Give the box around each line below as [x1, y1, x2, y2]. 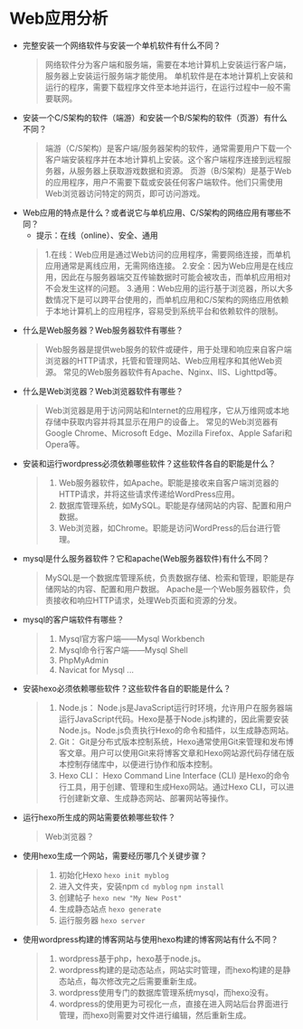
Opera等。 [44, 439, 85, 449]
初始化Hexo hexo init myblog [58, 869, 169, 880]
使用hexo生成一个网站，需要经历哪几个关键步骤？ [22, 850, 208, 861]
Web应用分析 [9, 8, 109, 29]
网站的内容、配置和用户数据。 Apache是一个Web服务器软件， [52, 583, 284, 594]
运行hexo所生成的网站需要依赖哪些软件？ [22, 811, 176, 823]
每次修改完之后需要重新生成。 [90, 976, 202, 987]
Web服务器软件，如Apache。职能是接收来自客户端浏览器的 [58, 477, 279, 488]
